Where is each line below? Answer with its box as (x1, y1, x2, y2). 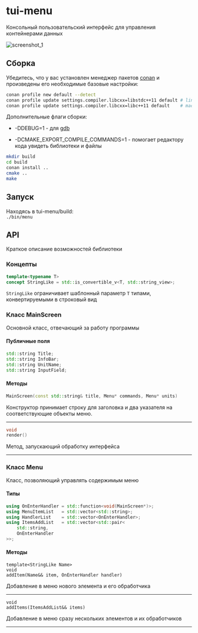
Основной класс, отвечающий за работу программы (6, 324, 140, 331)
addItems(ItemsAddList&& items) (6, 605, 85, 611)
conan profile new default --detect (6, 91, 96, 98)
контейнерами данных (6, 29, 63, 37)
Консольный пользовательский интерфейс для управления (6, 24, 156, 31)
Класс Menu (6, 463, 43, 472)
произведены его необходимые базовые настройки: (6, 80, 138, 87)
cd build (6, 159, 28, 166)
